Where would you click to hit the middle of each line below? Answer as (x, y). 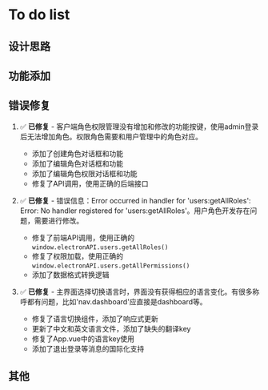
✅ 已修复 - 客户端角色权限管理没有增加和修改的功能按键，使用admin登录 (139, 127)
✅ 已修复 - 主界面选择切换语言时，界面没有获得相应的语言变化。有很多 (136, 291)
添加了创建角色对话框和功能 (78, 153)
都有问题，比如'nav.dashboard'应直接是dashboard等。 (117, 301)
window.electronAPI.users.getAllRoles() (100, 247)
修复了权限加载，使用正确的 (78, 256)
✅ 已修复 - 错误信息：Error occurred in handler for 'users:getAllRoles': (135, 200)
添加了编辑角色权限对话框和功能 (84, 173)
